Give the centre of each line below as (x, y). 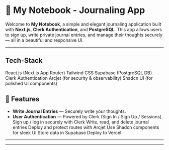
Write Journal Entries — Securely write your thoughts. (69, 111)
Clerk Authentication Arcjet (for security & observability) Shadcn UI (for (79, 78)
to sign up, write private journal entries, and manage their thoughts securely (84, 35)
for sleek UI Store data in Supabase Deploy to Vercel (67, 132)
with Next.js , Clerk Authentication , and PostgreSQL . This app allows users (84, 29)
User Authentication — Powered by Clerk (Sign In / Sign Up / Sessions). (88, 116)
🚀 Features (22, 99)
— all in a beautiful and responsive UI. (45, 40)
